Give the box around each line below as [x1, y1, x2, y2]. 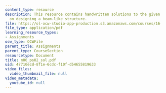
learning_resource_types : [5, 30, 58, 35]
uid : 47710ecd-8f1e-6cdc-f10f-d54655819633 [5, 62, 96, 67]
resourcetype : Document [5, 53, 54, 58]
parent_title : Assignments [5, 44, 61, 49]
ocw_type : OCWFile [5, 39, 43, 44]
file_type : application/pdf [5, 26, 63, 31]
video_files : [5, 67, 32, 72]
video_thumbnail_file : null [9, 71, 68, 76]
